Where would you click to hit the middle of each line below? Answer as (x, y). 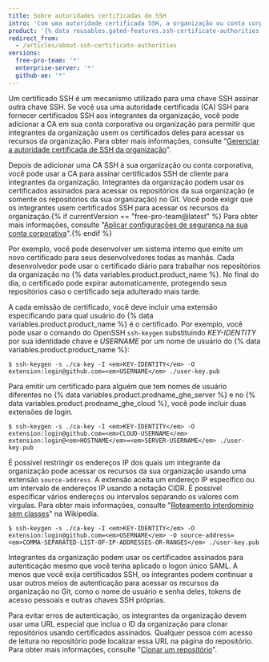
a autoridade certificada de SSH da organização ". (90, 149)
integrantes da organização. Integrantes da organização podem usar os (126, 182)
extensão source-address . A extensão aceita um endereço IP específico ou (131, 479)
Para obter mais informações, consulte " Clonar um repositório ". (113, 649)
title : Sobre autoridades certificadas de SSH (87, 16)
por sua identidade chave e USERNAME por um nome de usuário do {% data (134, 341)
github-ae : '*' (41, 75)
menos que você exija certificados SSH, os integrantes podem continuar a (131, 574)
